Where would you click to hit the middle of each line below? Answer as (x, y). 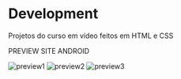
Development (53, 14)
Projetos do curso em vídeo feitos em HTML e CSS (91, 36)
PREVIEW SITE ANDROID (49, 51)
